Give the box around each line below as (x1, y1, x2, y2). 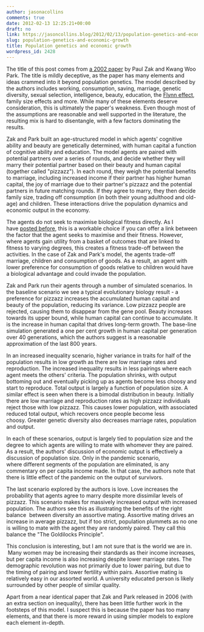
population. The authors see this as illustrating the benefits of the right (6, 505, 182, 512)
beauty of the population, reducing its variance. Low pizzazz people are (6, 301, 186, 308)
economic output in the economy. (6, 206, 90, 214)
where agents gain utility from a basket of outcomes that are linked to (6, 237, 180, 245)
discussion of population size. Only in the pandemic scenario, (6, 454, 160, 462)
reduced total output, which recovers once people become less (6, 410, 165, 417)
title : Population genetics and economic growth (6, 43, 132, 49)
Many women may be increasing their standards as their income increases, (7, 549, 195, 556)
